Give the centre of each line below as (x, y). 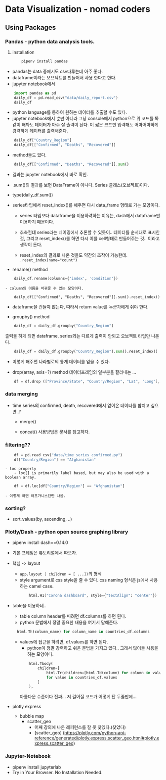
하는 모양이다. (40, 654)
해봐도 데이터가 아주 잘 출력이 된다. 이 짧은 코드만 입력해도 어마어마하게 (90, 125)
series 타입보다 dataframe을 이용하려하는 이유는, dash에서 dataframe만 (90, 216)
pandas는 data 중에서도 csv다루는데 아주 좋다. (57, 71)
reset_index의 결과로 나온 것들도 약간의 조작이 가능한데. (73, 255)
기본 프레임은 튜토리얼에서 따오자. (45, 553)
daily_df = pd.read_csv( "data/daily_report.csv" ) (66, 97)
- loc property (21, 469)
